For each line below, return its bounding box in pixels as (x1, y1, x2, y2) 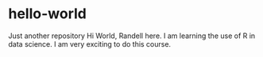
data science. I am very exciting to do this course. (8, 39, 172, 48)
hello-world (8, 5, 87, 23)
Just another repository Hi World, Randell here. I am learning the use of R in (8, 31, 256, 40)
